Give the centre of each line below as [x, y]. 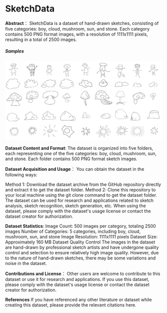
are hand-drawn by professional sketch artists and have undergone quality [82, 247]
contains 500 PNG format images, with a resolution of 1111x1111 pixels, [77, 34]
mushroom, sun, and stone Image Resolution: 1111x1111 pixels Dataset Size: [81, 237]
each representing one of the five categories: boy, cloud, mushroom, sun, [81, 154]
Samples [14, 51]
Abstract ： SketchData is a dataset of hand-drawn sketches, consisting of [82, 23]
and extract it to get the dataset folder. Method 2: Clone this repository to [80, 190]
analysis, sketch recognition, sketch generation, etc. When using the [75, 206]
